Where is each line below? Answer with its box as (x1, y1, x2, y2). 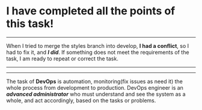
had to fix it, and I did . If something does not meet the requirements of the (6, 48, 189, 56)
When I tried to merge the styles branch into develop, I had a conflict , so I (6, 42, 189, 49)
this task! (6, 17, 54, 30)
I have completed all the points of (6, 4, 176, 18)
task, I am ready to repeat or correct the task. (6, 55, 118, 62)
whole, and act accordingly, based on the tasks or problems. (6, 97, 156, 104)
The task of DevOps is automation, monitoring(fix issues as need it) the (6, 78, 183, 85)
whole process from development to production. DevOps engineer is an (6, 84, 183, 91)
